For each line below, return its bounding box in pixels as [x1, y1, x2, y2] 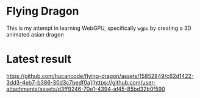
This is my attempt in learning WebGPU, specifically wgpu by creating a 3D [6, 24, 192, 32]
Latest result [6, 52, 72, 66]
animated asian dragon [6, 30, 64, 38]
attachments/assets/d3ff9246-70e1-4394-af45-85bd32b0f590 [6, 85, 166, 93]
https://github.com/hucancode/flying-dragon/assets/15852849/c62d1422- [6, 72, 194, 80]
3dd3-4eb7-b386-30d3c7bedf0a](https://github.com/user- [6, 79, 156, 86]
